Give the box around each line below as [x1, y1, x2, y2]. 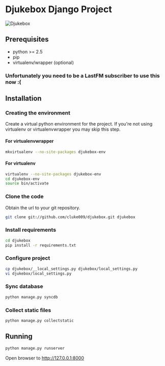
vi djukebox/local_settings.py [5, 271, 72, 276]
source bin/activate [5, 181, 49, 186]
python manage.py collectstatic [5, 318, 74, 323]
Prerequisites [5, 35, 49, 44]
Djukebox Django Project [5, 4, 112, 15]
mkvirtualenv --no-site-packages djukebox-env [5, 149, 106, 155]
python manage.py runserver [5, 346, 65, 351]
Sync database [5, 283, 43, 290]
